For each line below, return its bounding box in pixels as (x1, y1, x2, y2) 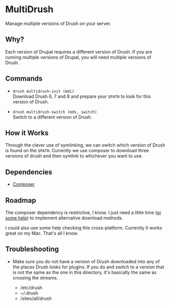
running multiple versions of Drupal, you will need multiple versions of (5, 54, 151, 60)
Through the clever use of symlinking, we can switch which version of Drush (5, 142, 165, 148)
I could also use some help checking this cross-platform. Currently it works (5, 225, 162, 231)
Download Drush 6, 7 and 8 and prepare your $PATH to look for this (12, 93, 151, 99)
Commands (5, 74, 43, 83)
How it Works (5, 128, 49, 137)
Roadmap (5, 196, 37, 205)
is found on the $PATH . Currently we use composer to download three (5, 148, 149, 154)
